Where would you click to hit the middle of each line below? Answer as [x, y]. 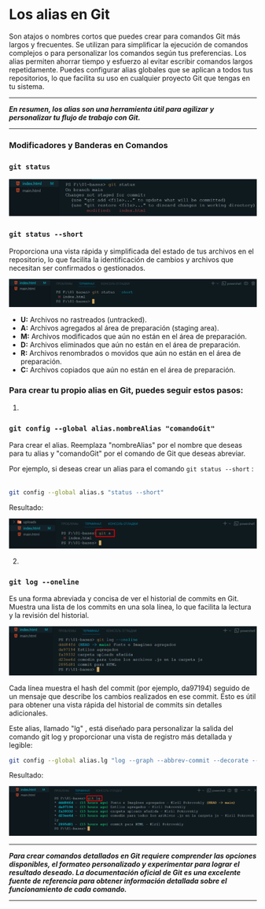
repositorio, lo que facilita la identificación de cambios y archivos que [121, 259]
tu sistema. [27, 86]
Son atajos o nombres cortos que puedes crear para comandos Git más [125, 36]
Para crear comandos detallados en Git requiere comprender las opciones [133, 855]
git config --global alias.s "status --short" [86, 492]
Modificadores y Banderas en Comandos [88, 145]
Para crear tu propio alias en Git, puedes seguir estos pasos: [126, 390]
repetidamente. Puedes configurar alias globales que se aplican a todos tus [131, 69]
